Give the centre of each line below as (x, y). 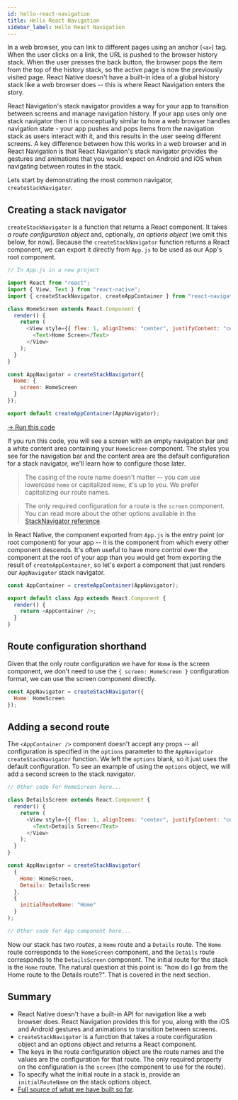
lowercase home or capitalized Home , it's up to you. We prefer (112, 484)
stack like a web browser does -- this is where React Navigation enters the (116, 85)
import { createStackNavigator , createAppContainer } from (96, 296)
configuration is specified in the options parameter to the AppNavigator (110, 751)
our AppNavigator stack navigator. (56, 572)
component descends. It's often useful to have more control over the (108, 549)
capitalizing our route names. (67, 492)
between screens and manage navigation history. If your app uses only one (117, 113)
